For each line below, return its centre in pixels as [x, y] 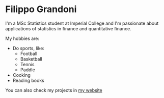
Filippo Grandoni [41, 9]
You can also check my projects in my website [54, 90]
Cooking [21, 75]
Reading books [28, 80]
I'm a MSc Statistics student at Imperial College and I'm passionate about [82, 23]
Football [29, 54]
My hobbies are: [22, 38]
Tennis [27, 64]
